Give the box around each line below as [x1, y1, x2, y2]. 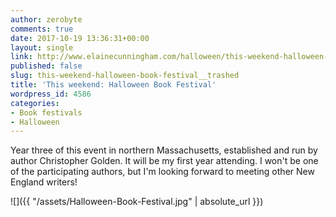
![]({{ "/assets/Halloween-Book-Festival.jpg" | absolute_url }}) [10, 196, 264, 208]
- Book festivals [10, 107, 83, 118]
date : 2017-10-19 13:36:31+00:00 [10, 33, 150, 43]
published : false [10, 61, 83, 71]
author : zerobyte [10, 14, 83, 25]
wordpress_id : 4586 [10, 89, 92, 99]
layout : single [10, 42, 74, 53]
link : [10, 52, 33, 62]
